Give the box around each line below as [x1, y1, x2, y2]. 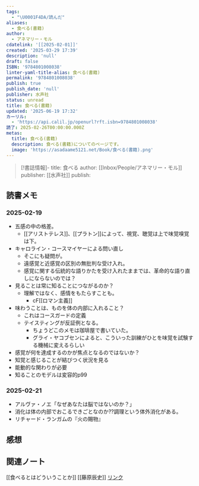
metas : [6, 130, 23, 137]
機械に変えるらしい [37, 342, 85, 349]
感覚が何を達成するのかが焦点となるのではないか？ [14, 349, 140, 356]
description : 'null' [6, 53, 58, 59]
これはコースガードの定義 [23, 312, 86, 319]
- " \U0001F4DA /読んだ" [11, 14, 65, 20]
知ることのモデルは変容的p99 [14, 371, 87, 378]
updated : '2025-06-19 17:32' [6, 108, 78, 114]
